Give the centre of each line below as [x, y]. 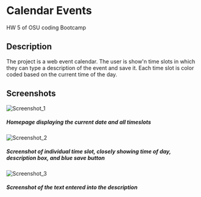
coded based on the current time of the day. [62, 74]
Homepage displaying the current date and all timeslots [79, 122]
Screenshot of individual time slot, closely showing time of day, [89, 152]
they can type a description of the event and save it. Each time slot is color [100, 68]
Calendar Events [49, 11]
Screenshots [31, 94]
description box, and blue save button [56, 158]
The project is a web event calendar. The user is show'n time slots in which [101, 61]
